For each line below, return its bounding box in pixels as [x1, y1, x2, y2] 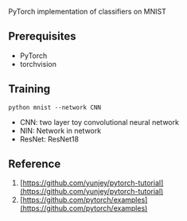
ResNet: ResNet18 [19, 134, 80, 144]
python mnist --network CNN [8, 103, 102, 111]
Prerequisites [8, 29, 76, 43]
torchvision [19, 59, 57, 68]
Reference [8, 157, 61, 171]
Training [8, 83, 51, 96]
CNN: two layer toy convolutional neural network [19, 117, 179, 126]
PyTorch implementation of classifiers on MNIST [8, 7, 167, 16]
